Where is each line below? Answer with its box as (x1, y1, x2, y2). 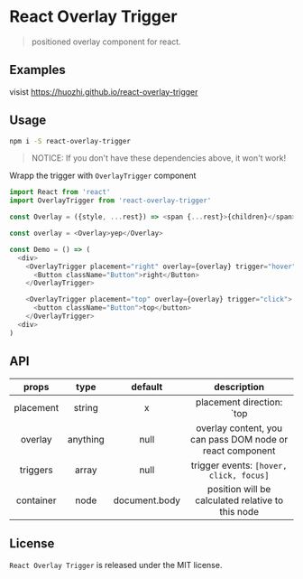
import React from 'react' (9, 188, 111, 197)
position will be (207, 482, 271, 495)
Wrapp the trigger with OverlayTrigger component (9, 170, 197, 182)
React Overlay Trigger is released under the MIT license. (9, 560, 223, 571)
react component (202, 444, 276, 457)
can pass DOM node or (190, 433, 289, 445)
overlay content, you (195, 422, 283, 434)
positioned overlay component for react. (31, 36, 182, 47)
